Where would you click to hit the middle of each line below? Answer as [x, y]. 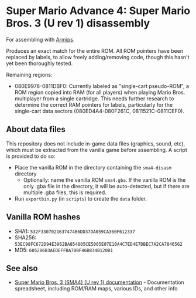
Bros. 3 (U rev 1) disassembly [78, 23]
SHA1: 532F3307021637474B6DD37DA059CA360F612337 [75, 231]
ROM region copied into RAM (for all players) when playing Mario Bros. [100, 92]
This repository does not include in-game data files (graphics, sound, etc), [96, 143]
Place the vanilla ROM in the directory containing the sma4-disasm [93, 167]
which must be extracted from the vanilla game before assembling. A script [97, 150]
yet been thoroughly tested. [39, 63]
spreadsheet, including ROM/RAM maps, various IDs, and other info [96, 289]
